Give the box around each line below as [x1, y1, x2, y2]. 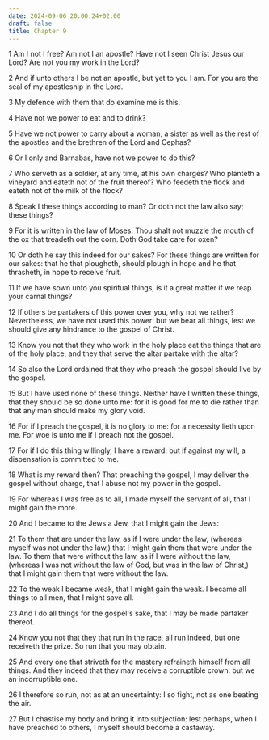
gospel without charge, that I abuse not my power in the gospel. [8, 479, 221, 488]
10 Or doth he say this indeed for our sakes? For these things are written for [8, 250, 260, 260]
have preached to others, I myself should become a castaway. [8, 723, 216, 733]
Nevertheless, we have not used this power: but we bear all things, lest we [8, 316, 256, 326]
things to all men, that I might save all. [8, 593, 134, 603]
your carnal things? [8, 292, 73, 302]
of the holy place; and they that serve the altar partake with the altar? [8, 349, 238, 358]
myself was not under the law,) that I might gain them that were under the [8, 543, 253, 552]
